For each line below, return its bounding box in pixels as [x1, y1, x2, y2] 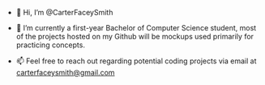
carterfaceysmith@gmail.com [15, 68, 115, 77]
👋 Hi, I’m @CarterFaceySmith [15, 8, 113, 17]
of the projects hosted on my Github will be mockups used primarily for [15, 32, 254, 41]
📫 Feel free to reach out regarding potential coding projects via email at [15, 56, 257, 66]
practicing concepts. [15, 40, 85, 50]
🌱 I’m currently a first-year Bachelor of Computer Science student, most [15, 23, 257, 32]
